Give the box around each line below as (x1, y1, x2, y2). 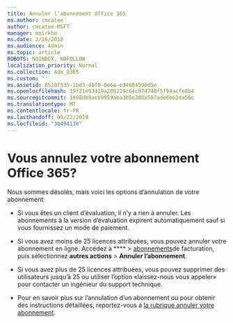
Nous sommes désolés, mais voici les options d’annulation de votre (7, 188, 200, 196)
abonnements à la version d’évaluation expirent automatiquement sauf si (17, 216, 225, 225)
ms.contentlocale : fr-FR (7, 107, 79, 114)
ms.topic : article (7, 49, 61, 56)
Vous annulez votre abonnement (7, 150, 200, 166)
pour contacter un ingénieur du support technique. (17, 280, 163, 289)
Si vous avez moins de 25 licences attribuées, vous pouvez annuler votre (17, 237, 227, 246)
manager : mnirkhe (7, 29, 58, 37)
